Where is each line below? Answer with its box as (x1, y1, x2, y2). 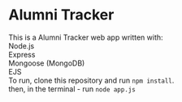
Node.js (8, 40, 35, 50)
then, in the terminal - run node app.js (8, 83, 136, 94)
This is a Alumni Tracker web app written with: (8, 32, 164, 42)
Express (8, 49, 36, 59)
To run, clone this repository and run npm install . (8, 75, 175, 85)
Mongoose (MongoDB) (8, 58, 85, 68)
